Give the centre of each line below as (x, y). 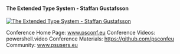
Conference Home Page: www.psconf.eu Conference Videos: (81, 33)
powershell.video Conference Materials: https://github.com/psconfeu (90, 39)
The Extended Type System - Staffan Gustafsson (67, 8)
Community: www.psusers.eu (42, 45)
